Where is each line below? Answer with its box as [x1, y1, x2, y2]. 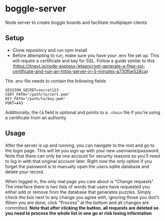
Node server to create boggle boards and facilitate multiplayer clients [5, 19, 148, 25]
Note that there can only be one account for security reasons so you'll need [5, 153, 161, 159]
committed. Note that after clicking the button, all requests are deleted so [5, 205, 159, 211]
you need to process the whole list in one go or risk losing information [5, 210, 152, 216]
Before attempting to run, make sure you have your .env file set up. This [12, 52, 160, 58]
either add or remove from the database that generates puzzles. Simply [5, 189, 152, 195]
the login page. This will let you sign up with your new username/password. [5, 147, 160, 153]
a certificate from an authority [5, 114, 67, 120]
